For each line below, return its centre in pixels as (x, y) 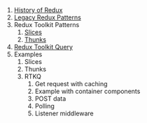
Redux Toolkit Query (43, 47)
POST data (50, 99)
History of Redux (38, 10)
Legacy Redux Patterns (48, 17)
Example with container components (87, 91)
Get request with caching (71, 84)
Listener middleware (64, 113)
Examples (28, 54)
